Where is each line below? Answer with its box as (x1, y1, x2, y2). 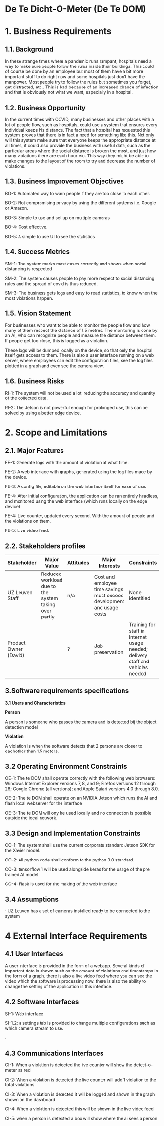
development (94, 598, 124, 605)
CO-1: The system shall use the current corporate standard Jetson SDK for (5, 842, 155, 848)
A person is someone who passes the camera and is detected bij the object (5, 719, 157, 725)
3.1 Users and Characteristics (5, 700, 66, 706)
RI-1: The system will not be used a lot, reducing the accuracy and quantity (5, 390, 155, 396)
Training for (129, 621, 156, 628)
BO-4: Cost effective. (5, 224, 48, 230)
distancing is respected (5, 265, 52, 272)
